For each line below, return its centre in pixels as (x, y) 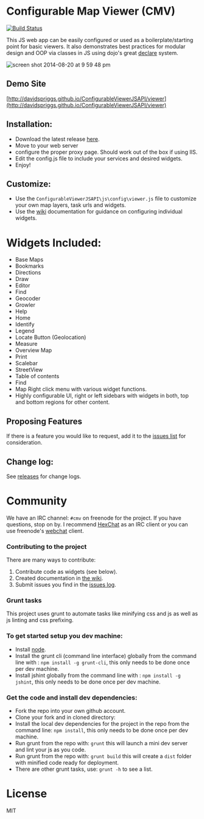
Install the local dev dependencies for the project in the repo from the (102, 724)
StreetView (29, 370)
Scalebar (26, 363)
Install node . (30, 649)
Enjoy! (23, 165)
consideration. (24, 443)
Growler (25, 305)
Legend (25, 331)
